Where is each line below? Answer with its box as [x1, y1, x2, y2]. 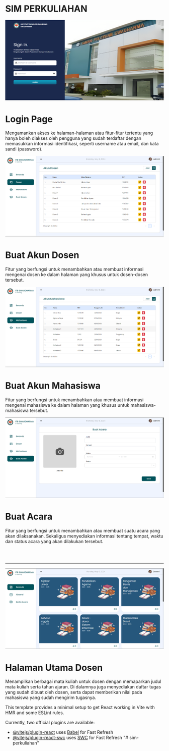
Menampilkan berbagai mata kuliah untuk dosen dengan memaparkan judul [5, 678, 161, 684]
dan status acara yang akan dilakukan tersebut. [5, 539, 104, 545]
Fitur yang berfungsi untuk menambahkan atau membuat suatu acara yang [5, 528, 160, 534]
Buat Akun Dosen [5, 249, 79, 261]
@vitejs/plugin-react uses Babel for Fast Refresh [12, 729, 114, 735]
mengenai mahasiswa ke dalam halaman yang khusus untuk [5, 402, 130, 408]
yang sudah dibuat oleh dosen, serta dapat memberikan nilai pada [5, 689, 142, 695]
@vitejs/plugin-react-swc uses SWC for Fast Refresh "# [12, 735, 128, 741]
